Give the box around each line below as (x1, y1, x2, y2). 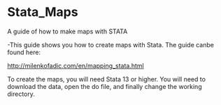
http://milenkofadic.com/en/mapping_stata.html (7, 61, 145, 70)
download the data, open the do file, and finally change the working (7, 82, 202, 90)
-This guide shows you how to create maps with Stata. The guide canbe (7, 40, 215, 49)
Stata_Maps (7, 4, 78, 20)
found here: (7, 48, 41, 56)
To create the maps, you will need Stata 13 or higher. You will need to (7, 74, 206, 83)
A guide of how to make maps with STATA (7, 27, 128, 35)
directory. (7, 90, 35, 98)
